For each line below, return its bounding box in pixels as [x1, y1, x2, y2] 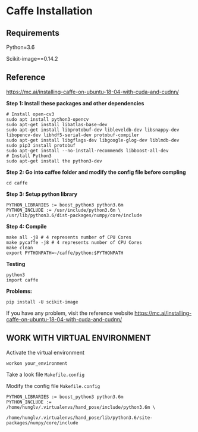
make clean [6, 245, 33, 251]
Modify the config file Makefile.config [6, 382, 100, 389]
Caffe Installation [6, 4, 93, 18]
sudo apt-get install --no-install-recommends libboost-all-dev [6, 148, 169, 154]
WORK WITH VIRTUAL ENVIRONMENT [6, 333, 152, 343]
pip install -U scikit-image [6, 299, 78, 305]
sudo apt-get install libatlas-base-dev [6, 121, 108, 127]
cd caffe [6, 180, 28, 186]
